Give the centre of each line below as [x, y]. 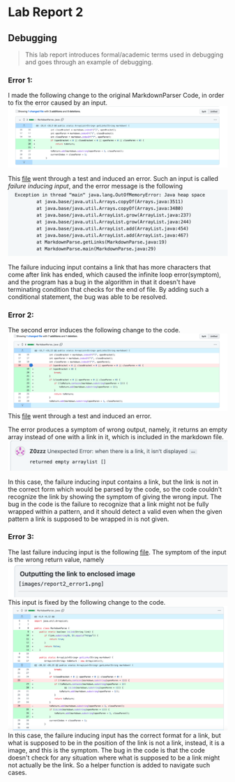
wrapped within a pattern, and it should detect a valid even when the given [115, 511]
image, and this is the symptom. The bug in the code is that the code [106, 751]
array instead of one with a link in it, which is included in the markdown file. [116, 436]
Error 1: [21, 80]
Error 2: [21, 315]
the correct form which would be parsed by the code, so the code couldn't [115, 489]
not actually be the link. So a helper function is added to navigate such [109, 765]
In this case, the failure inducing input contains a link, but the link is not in [113, 482]
